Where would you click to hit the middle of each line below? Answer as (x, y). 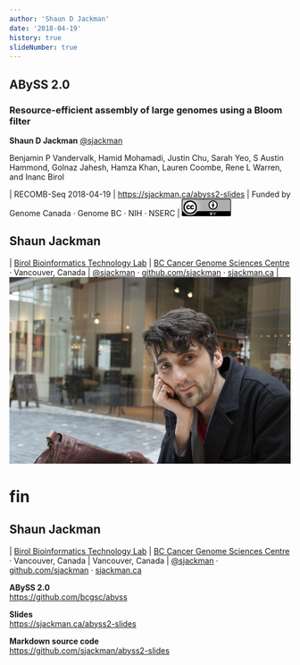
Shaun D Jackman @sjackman (66, 140)
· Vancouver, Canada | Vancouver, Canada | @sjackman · (114, 560)
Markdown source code (54, 641)
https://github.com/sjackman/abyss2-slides (89, 650)
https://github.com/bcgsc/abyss (68, 597)
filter (20, 121)
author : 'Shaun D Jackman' (59, 19)
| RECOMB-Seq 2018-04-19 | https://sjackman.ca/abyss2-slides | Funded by (150, 194)
